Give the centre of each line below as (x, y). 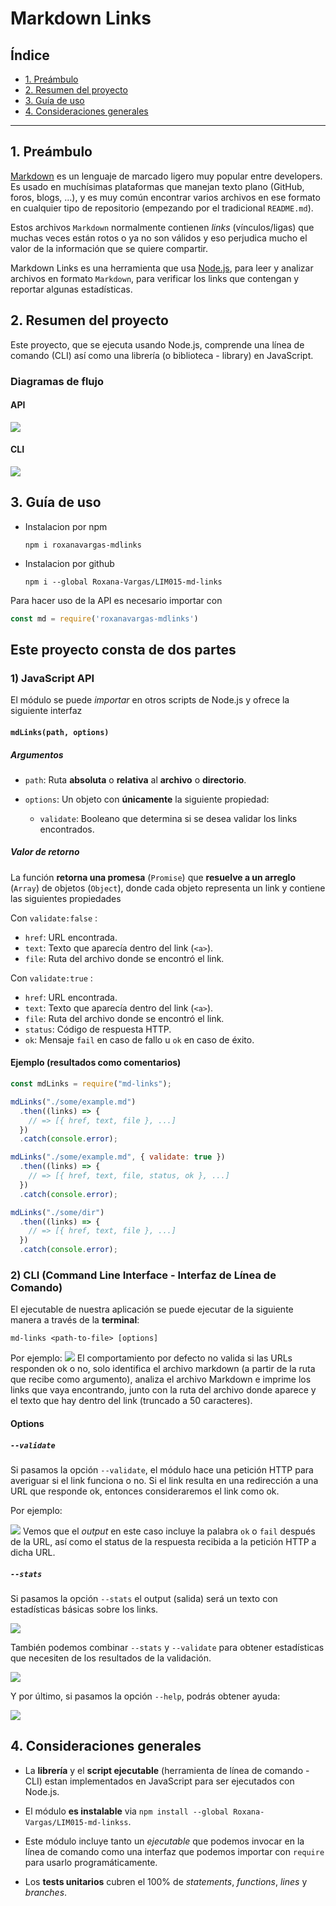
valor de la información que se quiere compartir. (109, 248)
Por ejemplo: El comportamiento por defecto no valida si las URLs (151, 1358)
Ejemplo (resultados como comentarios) (96, 1063)
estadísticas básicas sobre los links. (84, 1609)
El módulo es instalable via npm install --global (127, 1811)
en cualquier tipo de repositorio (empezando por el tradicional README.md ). (162, 208)
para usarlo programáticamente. (91, 1862)
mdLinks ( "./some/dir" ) (57, 1212)
